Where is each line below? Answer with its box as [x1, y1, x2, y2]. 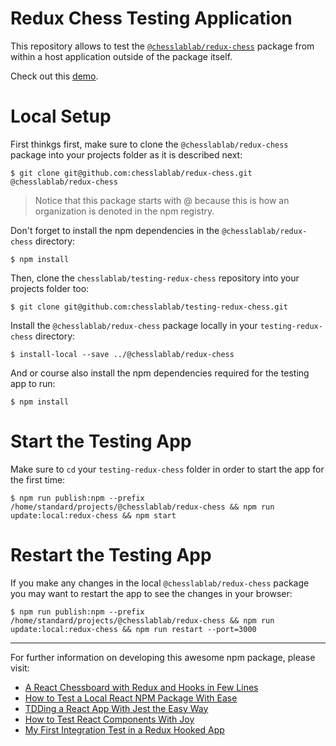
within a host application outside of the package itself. [10, 50, 233, 62]
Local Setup [10, 105, 112, 128]
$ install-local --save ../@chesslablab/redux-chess [10, 349, 235, 359]
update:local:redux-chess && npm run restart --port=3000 [10, 624, 257, 634]
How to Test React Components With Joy [24, 713, 195, 725]
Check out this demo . [10, 70, 99, 82]
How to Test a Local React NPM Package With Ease [24, 692, 238, 704]
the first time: [10, 473, 66, 486]
